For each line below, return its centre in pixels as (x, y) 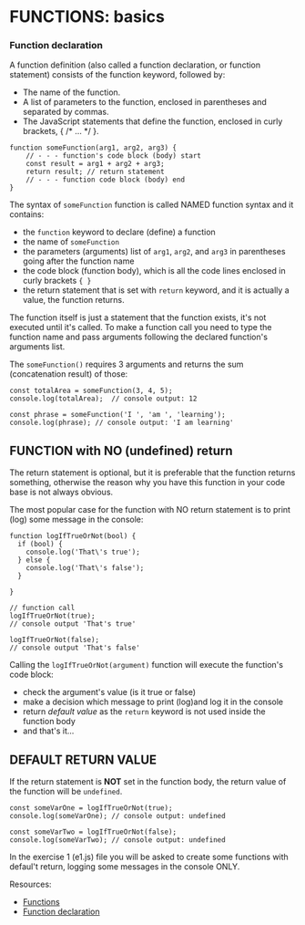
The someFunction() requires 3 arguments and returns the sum (127, 364)
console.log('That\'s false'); (85, 568)
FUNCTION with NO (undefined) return (122, 450)
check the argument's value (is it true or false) (109, 692)
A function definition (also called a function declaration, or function (135, 65)
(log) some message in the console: (76, 520)
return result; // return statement (96, 172)
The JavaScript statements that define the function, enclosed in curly (152, 121)
